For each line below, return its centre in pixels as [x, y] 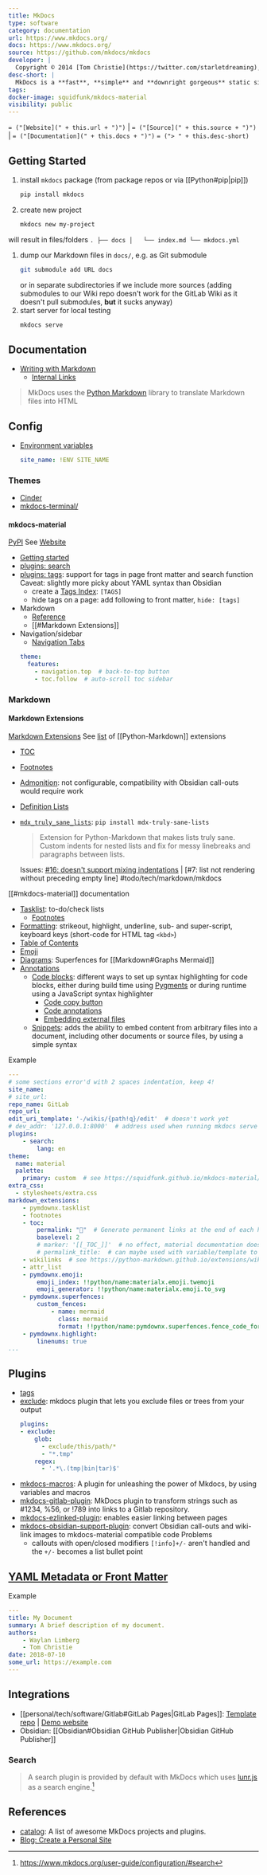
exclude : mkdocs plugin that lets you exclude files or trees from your [132, 1401]
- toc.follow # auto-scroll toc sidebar [104, 679]
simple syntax [54, 1045]
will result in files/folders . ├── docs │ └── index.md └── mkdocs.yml [124, 239]
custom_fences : [62, 1304]
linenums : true [62, 1341]
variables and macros [55, 1493]
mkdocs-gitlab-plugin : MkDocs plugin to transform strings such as [129, 1501]
